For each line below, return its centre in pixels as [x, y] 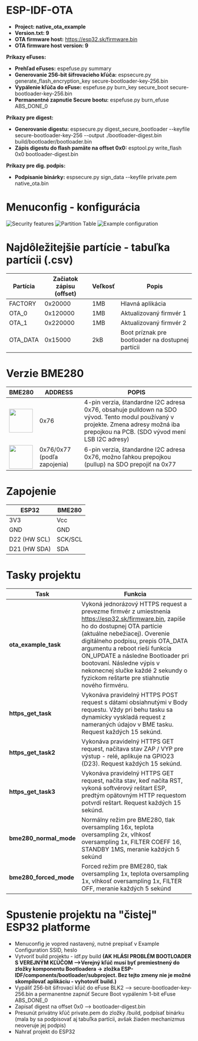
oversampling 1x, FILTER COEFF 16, [131, 842]
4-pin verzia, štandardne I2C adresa [135, 402]
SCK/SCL [70, 539]
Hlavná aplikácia [143, 303]
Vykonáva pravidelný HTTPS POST [130, 695]
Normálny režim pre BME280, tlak [128, 819]
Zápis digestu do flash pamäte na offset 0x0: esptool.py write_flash [98, 148]
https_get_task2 [32, 753]
